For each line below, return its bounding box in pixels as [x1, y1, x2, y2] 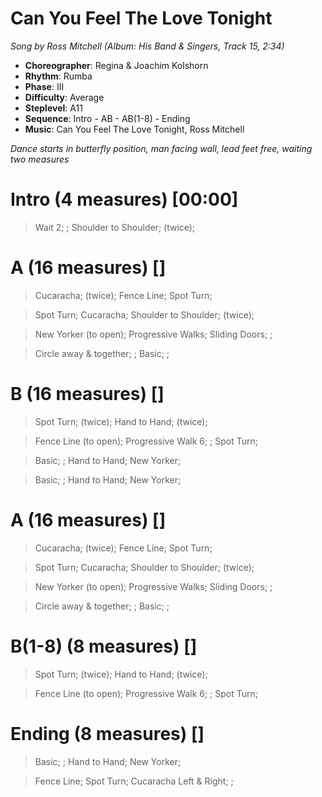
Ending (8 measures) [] [10, 722, 205, 745]
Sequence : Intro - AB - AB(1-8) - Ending [24, 112, 191, 124]
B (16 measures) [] [10, 383, 165, 405]
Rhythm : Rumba [24, 70, 93, 82]
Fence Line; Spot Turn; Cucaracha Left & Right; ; [34, 775, 234, 787]
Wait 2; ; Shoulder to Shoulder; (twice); [34, 221, 196, 233]
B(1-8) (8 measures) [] [10, 635, 198, 657]
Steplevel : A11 [24, 102, 83, 114]
